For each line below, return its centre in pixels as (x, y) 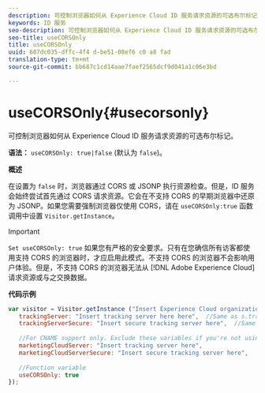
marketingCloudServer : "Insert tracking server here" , (110, 346)
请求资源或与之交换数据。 (50, 277)
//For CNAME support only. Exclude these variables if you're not (130, 339)
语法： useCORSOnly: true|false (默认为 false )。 (88, 152)
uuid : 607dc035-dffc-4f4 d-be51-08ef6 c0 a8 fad (90, 52)
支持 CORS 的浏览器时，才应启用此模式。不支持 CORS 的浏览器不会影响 (131, 257)
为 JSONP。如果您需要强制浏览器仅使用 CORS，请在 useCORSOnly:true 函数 (131, 205)
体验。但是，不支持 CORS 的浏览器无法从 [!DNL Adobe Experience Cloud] (134, 267)
